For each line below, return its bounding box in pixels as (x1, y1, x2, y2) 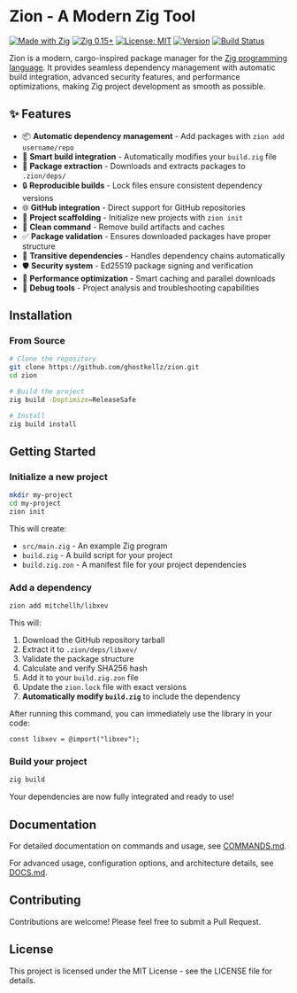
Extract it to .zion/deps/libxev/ (21, 644, 138, 655)
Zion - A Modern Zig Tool (9, 6, 196, 27)
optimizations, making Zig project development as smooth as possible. (9, 81, 266, 91)
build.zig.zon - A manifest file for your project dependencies (21, 559, 247, 570)
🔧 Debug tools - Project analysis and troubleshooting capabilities (21, 282, 260, 293)
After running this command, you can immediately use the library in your (9, 709, 272, 719)
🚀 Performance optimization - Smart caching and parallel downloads (21, 273, 276, 283)
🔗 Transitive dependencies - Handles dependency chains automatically (21, 250, 286, 260)
